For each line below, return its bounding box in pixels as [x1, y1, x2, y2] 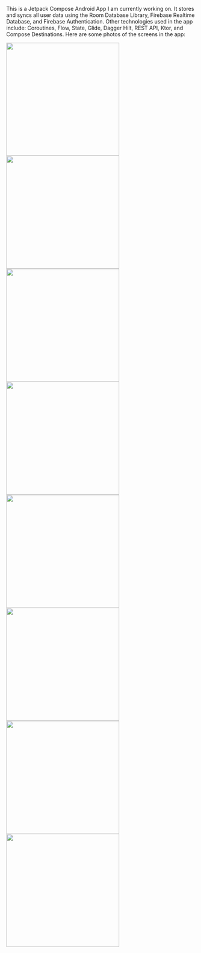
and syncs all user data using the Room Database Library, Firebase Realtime [6, 11, 195, 19]
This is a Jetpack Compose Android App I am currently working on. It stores [6, 5, 194, 12]
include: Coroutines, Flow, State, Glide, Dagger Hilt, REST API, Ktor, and [6, 24, 184, 31]
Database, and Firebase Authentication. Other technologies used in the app [6, 18, 193, 25]
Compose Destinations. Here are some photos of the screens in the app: [6, 31, 185, 38]
